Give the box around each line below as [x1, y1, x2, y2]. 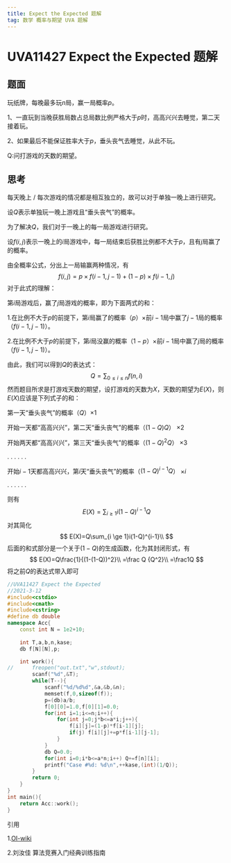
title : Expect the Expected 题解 [7, 10, 102, 17]
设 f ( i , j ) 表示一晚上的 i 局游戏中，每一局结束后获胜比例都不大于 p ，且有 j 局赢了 [7, 238, 221, 246]
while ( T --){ [32, 677, 67, 684]
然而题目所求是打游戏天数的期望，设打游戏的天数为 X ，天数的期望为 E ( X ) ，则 [7, 385, 224, 393]
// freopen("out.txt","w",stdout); [7, 664, 126, 671]
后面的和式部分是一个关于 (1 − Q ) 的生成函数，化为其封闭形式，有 [7, 543, 190, 552]
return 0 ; [32, 774, 60, 782]
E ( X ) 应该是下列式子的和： [7, 394, 81, 402]
